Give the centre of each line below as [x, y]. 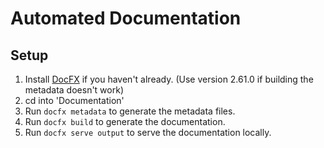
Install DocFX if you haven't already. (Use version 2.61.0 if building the [169, 79]
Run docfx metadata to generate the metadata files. [130, 111]
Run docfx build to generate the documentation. [125, 121]
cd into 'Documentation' [74, 100]
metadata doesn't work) [74, 90]
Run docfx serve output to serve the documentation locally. [148, 132]
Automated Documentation [126, 18]
